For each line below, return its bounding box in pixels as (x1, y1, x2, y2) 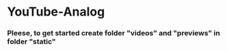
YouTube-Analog (7, 4, 105, 20)
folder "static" (7, 37, 56, 46)
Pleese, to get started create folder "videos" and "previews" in (7, 29, 220, 38)
